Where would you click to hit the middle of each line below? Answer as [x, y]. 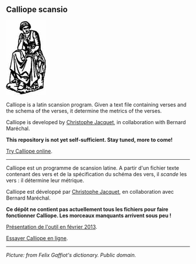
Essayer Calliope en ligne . [37, 238]
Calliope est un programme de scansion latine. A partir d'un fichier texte [93, 168]
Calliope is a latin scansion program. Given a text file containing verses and [96, 104]
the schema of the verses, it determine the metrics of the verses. [84, 111]
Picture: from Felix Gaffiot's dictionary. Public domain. [71, 255]
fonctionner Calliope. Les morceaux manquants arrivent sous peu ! [89, 215]
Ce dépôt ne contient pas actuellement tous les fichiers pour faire [87, 209]
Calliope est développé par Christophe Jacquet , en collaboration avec [90, 191]
